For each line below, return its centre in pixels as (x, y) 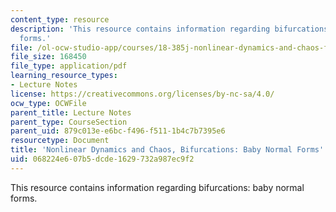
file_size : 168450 (48, 57)
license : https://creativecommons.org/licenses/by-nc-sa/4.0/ (142, 94)
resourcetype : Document (60, 141)
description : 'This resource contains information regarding (140, 29)
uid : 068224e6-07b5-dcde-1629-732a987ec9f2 (102, 159)
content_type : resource (60, 19)
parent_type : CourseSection (69, 122)
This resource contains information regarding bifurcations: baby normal (157, 187)
